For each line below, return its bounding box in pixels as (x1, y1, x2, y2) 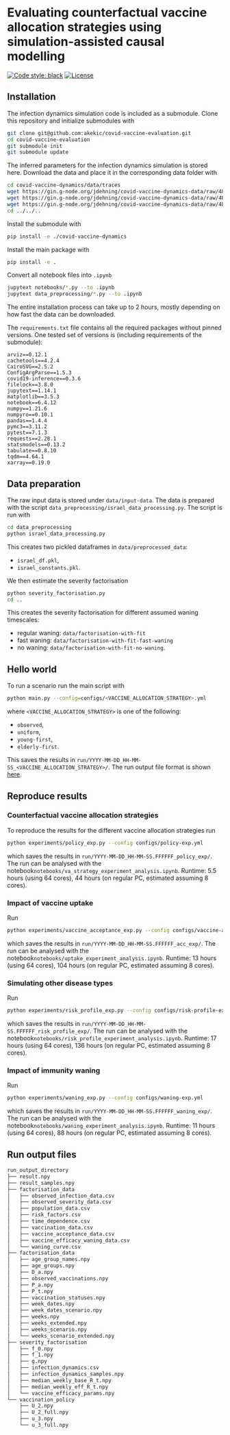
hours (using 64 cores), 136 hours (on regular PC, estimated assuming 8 (7, 1042, 211, 1050)
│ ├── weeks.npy (7, 1314, 60, 1321)
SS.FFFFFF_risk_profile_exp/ (7, 1028, 90, 1035)
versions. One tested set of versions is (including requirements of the (7, 331, 202, 339)
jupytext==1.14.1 (7, 387, 57, 395)
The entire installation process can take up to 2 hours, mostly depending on (7, 303, 220, 311)
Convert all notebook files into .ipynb (7, 271, 112, 279)
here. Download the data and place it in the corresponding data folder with (7, 169, 218, 177)
